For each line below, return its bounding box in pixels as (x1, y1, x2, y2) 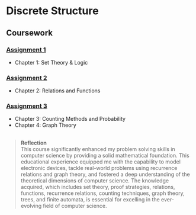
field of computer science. (43, 203, 108, 210)
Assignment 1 (6, 46, 46, 54)
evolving (20, 203, 42, 210)
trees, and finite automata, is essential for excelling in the (20, 196, 160, 203)
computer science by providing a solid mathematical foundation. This (20, 152, 189, 159)
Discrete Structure (6, 4, 99, 18)
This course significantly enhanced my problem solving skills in (20, 146, 176, 153)
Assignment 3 (6, 102, 47, 110)
